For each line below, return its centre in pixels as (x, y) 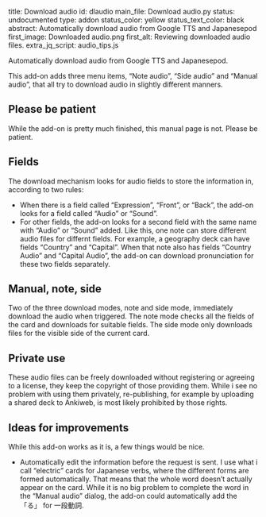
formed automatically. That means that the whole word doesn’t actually (136, 479)
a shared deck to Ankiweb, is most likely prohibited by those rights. (118, 403)
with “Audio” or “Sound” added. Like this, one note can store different (133, 230)
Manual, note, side (55, 289)
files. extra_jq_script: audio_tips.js (64, 45)
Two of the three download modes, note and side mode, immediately (121, 308)
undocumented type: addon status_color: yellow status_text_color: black (126, 20)
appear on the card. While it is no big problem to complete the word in (134, 488)
